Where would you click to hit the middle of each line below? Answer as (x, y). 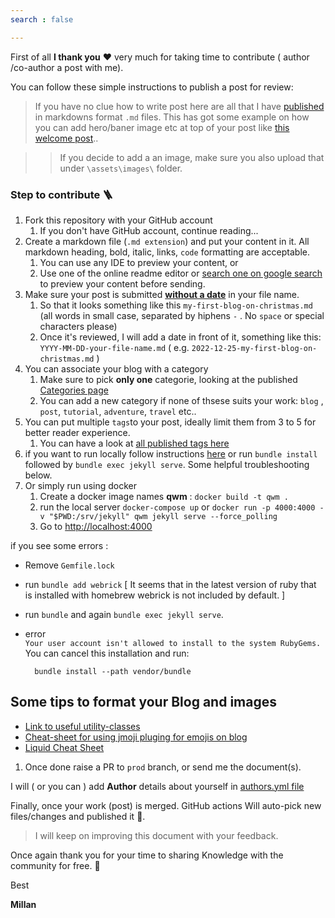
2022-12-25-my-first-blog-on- (254, 348)
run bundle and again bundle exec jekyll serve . (124, 614)
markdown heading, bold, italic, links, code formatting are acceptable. (167, 252)
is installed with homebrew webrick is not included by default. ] (155, 595)
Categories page (74, 390)
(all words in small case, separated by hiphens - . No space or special (182, 315)
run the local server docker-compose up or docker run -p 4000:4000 (177, 507)
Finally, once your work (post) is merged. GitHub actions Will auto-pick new (166, 805)
